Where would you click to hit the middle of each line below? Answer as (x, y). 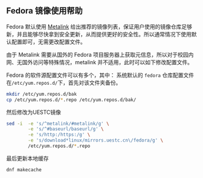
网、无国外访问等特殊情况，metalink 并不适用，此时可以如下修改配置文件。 (100, 62)
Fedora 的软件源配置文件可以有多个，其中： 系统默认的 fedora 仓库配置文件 (100, 75)
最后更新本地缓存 (27, 158)
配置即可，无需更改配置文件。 (48, 42)
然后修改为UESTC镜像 (34, 112)
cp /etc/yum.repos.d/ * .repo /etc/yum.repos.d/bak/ (71, 100)
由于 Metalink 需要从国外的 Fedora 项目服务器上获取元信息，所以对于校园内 (100, 54)
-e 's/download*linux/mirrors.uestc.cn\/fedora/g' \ (96, 140)
